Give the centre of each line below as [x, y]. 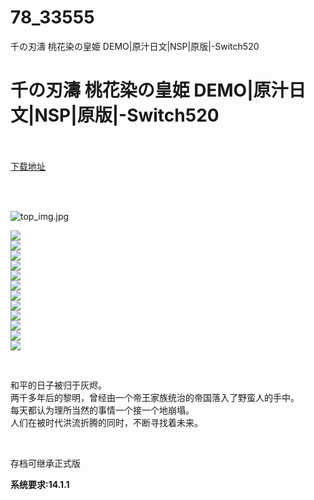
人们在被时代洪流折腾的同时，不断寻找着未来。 [106, 422]
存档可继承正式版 [45, 463]
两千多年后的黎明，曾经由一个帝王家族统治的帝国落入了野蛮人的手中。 [155, 397]
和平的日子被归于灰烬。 [58, 385]
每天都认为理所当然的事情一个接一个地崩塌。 [102, 410]
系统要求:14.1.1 [40, 484]
